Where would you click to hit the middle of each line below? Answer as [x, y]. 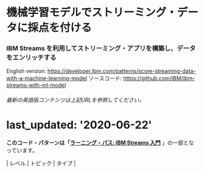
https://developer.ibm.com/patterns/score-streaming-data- [122, 71]
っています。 [22, 151]
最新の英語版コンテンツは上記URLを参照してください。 [76, 100]
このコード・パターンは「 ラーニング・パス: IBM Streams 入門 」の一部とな [100, 143]
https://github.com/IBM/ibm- [159, 78]
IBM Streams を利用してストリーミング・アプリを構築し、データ [101, 48]
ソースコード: [105, 78]
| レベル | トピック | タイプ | [41, 163]
